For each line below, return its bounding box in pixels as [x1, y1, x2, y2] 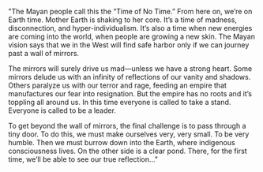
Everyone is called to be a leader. [8, 106, 117, 115]
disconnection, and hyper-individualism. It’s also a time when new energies [8, 24, 253, 32]
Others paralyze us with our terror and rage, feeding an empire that [8, 80, 227, 90]
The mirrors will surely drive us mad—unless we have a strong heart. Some [8, 64, 253, 73]
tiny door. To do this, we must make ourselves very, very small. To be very [8, 129, 250, 139]
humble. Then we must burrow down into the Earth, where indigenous [8, 138, 235, 147]
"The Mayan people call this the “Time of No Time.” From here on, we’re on [8, 7, 253, 16]
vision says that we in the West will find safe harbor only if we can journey [8, 40, 250, 50]
